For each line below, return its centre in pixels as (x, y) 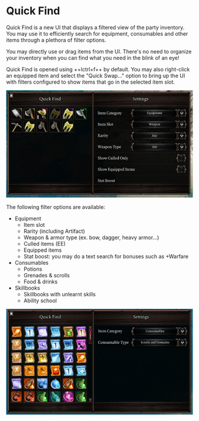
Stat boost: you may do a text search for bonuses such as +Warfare (106, 256)
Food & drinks (41, 281)
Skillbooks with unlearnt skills (60, 294)
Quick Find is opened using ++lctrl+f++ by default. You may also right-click (98, 69)
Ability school (40, 300)
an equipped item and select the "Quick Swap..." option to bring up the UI (96, 75)
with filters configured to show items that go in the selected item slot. (91, 82)
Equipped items (43, 250)
